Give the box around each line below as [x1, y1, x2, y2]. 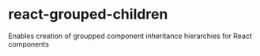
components [8, 39, 50, 48]
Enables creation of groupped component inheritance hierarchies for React [8, 31, 253, 40]
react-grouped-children [8, 5, 168, 23]
